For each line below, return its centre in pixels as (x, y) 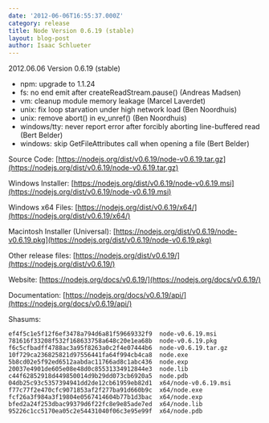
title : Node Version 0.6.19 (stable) (71, 31)
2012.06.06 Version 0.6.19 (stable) (64, 68)
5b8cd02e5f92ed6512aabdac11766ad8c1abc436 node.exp (98, 362)
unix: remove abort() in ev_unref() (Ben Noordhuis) (103, 118)
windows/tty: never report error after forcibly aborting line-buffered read (140, 127)
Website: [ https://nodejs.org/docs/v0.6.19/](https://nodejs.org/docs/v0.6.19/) (134, 280)
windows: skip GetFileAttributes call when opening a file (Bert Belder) (134, 144)
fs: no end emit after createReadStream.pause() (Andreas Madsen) (130, 92)
